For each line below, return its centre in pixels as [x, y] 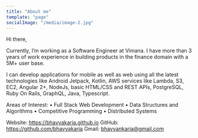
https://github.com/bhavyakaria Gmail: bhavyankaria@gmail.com [85, 129]
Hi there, [17, 40]
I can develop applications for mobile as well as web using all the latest [92, 75]
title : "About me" [29, 11]
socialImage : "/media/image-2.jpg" [50, 22]
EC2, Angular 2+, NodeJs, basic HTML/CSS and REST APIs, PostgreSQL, [95, 87]
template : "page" [27, 17]
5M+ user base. [25, 63]
